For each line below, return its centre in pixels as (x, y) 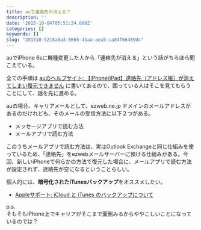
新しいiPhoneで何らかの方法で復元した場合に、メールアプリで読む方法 (104, 161)
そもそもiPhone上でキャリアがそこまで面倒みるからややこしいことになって (99, 214)
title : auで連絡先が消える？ (39, 12)
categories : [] (25, 29)
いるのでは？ (22, 221)
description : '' (26, 17)
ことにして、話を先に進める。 (43, 93)
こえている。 (22, 65)
